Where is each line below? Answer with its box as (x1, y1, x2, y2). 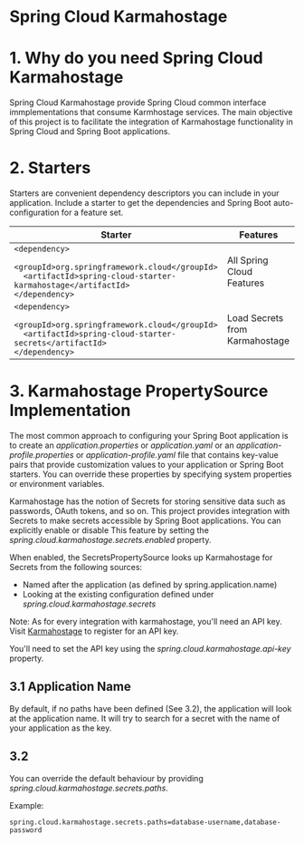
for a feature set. (61, 207, 124, 218)
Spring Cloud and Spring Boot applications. (9, 126, 171, 137)
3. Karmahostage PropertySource (9, 381, 269, 402)
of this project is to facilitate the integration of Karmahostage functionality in (9, 116, 294, 128)
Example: (9, 800, 44, 810)
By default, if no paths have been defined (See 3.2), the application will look (9, 703, 292, 713)
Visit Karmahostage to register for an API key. (9, 626, 179, 636)
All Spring (227, 254, 269, 267)
